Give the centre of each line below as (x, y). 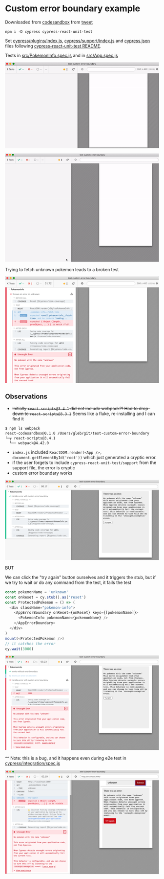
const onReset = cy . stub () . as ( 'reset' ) (46, 597)
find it (18, 418)
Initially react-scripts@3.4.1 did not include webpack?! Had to (75, 408)
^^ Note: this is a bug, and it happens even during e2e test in (66, 758)
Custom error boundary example (73, 9)
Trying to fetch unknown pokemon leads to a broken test (62, 269)
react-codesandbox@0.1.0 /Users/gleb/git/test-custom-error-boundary (77, 433)
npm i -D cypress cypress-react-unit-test (49, 32)
